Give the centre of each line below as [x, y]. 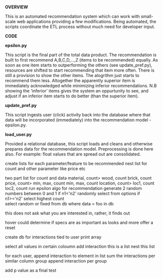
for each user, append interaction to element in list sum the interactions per [80, 256]
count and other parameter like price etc [45, 169]
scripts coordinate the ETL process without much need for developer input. [80, 27]
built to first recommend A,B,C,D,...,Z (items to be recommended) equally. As [81, 60]
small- [147, 16]
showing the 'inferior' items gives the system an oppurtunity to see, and [77, 91]
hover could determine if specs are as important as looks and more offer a [79, 223]
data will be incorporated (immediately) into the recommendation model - [78, 120]
